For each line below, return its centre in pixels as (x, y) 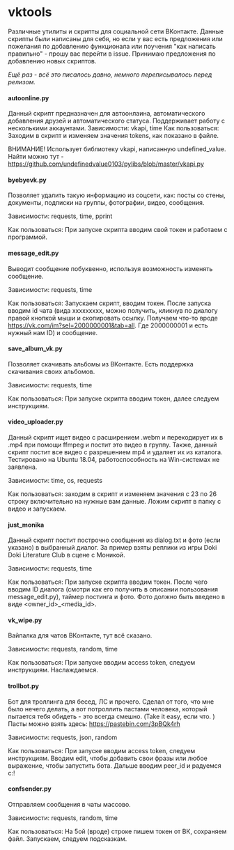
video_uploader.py (36, 422)
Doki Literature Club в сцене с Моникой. (67, 555)
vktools (30, 12)
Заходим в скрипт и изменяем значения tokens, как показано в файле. (113, 136)
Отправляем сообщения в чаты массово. (69, 804)
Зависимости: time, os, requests (55, 480)
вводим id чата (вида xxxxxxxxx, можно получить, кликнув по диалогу (113, 310)
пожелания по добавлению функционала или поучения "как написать (112, 46)
